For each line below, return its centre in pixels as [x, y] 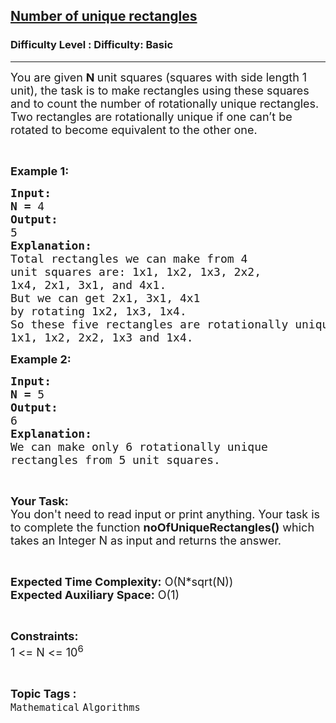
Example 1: [40, 171]
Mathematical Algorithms [75, 707]
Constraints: [44, 636]
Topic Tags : [43, 693]
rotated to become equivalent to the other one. [134, 129]
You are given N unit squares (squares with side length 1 [159, 77]
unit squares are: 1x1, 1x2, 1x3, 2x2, [136, 271]
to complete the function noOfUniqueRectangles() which [162, 527]
